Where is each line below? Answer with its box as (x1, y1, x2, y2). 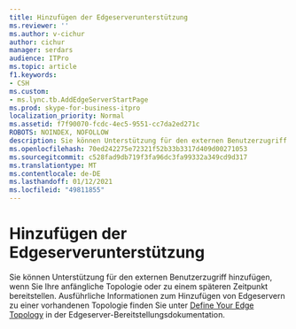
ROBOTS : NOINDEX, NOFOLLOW (9, 128, 109, 137)
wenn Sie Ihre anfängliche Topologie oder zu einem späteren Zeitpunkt (9, 280, 269, 292)
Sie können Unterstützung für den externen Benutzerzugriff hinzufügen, (9, 272, 273, 282)
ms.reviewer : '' (9, 21, 69, 30)
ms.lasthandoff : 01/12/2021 (9, 178, 113, 187)
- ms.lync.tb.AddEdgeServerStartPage (9, 95, 149, 104)
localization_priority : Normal (9, 111, 125, 120)
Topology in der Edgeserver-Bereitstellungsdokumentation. (9, 309, 226, 319)
